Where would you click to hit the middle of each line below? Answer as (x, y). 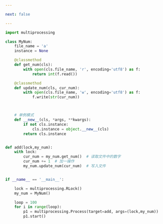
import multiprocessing (30, 32)
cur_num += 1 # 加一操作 (49, 162)
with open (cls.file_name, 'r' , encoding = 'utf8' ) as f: (82, 69)
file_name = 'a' (31, 46)
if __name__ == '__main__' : (35, 179)
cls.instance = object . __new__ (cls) (70, 129)
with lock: (26, 152)
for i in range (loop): (38, 207)
